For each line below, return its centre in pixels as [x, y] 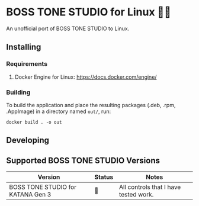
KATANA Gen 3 [30, 195]
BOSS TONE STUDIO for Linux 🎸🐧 [89, 12]
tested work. [136, 195]
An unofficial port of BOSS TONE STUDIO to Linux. [68, 28]
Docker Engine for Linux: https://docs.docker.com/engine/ [86, 77]
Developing [28, 141]
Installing [24, 47]
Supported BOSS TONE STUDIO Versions [83, 160]
